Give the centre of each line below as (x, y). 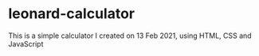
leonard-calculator (72, 14)
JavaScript (26, 43)
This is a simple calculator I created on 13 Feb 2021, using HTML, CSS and (130, 35)
